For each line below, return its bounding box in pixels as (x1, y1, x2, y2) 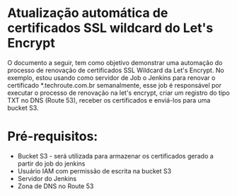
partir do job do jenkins (17, 159, 86, 168)
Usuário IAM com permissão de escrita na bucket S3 (17, 166, 172, 175)
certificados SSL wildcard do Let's (7, 20, 214, 36)
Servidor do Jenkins (17, 174, 76, 183)
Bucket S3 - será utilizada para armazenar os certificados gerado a (17, 151, 214, 160)
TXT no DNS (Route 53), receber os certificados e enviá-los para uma (7, 96, 211, 104)
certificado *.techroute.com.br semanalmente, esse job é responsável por (7, 81, 222, 89)
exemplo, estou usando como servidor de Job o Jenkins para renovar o (7, 73, 216, 82)
